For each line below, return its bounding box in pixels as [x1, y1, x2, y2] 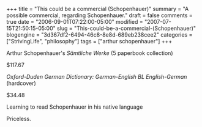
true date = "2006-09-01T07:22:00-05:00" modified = [6, 18, 143, 25]
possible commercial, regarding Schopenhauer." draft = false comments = [6, 12, 193, 19]
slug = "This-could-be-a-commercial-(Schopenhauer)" [57, 24, 196, 32]
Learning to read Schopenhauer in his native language [6, 103, 143, 111]
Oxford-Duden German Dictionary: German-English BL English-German [6, 73, 187, 80]
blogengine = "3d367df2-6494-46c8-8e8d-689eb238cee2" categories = [6, 31, 193, 38]
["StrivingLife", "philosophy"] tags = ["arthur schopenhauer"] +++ [6, 38, 173, 45]
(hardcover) [6, 79, 37, 87]
